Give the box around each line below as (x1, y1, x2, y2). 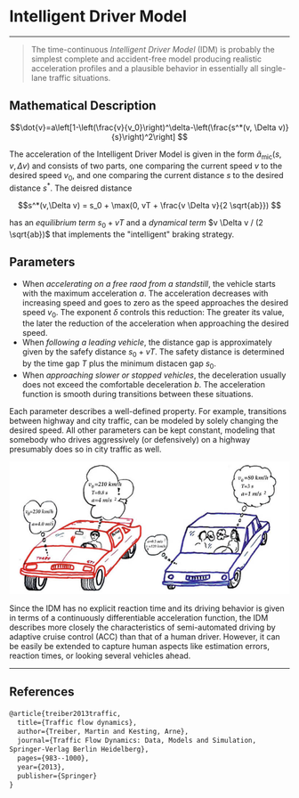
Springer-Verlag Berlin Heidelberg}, (9, 745, 149, 753)
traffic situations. (48, 72, 111, 83)
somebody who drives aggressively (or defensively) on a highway (9, 435, 251, 444)
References (9, 684, 75, 700)
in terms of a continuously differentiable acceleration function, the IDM (9, 612, 269, 623)
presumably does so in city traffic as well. (9, 444, 162, 454)
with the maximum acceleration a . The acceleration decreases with (21, 288, 269, 298)
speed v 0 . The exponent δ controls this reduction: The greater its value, (21, 306, 285, 320)
